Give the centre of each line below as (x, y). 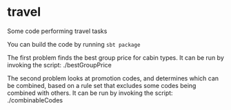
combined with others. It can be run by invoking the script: (90, 93)
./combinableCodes (35, 100)
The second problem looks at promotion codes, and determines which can (113, 78)
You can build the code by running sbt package (74, 44)
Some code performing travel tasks (57, 31)
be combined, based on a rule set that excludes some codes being (102, 85)
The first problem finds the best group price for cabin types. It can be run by (115, 57)
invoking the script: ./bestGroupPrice (59, 65)
